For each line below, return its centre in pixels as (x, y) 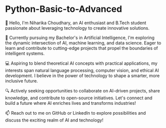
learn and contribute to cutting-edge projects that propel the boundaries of (82, 48)
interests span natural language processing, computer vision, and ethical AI (82, 70)
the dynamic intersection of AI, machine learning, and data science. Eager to (83, 43)
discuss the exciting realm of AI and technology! (54, 120)
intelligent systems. (25, 53)
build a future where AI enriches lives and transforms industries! (71, 103)
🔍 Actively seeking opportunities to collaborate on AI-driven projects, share (83, 90)
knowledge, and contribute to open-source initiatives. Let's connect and (79, 98)
